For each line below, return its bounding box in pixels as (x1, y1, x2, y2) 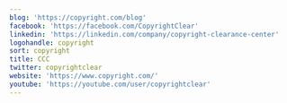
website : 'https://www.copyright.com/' (9, 72, 159, 81)
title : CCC (9, 55, 50, 64)
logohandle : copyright (9, 38, 94, 47)
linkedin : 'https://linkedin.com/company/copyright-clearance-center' (9, 30, 280, 39)
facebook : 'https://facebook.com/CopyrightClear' (9, 21, 200, 30)
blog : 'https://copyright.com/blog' (9, 13, 147, 22)
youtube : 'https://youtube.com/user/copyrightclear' (9, 80, 211, 89)
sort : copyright (9, 47, 70, 56)
